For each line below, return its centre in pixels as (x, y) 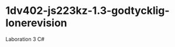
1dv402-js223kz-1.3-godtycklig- (88, 11)
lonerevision (37, 23)
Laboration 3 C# (25, 39)
